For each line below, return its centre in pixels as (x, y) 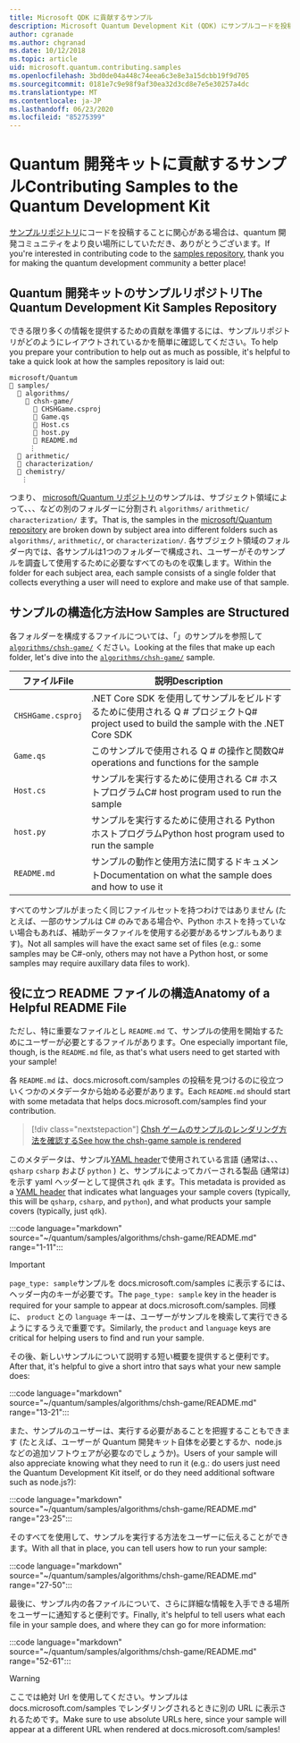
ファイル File (48, 681)
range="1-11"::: (37, 1247)
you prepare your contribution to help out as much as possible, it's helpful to (150, 352)
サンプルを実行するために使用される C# (174, 778)
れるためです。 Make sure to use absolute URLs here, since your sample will (148, 1719)
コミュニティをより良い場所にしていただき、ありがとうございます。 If (143, 243)
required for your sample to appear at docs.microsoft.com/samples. (134, 1305)
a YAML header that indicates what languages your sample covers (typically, (150, 1192)
